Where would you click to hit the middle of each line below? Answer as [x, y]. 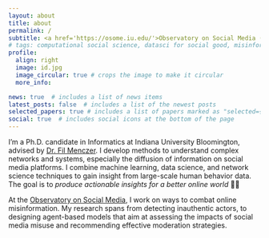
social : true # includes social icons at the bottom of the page [121, 119]
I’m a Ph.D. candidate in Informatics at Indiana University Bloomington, [124, 142]
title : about [30, 23]
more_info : [34, 82]
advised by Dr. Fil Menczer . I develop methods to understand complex [124, 150]
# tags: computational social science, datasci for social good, [119, 46]
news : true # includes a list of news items [85, 97]
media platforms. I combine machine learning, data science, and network [128, 167]
